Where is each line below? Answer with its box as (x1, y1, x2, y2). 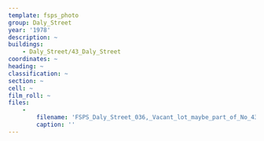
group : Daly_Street (8, 19, 72, 27)
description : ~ (8, 33, 58, 42)
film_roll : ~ (8, 92, 51, 99)
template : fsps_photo (8, 11, 79, 20)
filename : (36, 114, 68, 121)
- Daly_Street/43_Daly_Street (22, 48, 122, 56)
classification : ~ (8, 70, 68, 78)
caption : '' (36, 121, 76, 128)
